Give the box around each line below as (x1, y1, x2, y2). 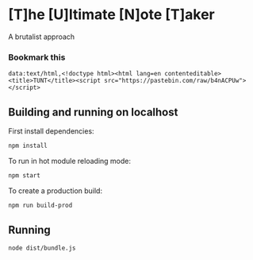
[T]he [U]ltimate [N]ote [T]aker (8, 6, 216, 24)
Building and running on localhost (8, 105, 178, 118)
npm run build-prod (8, 201, 73, 209)
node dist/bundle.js (8, 244, 77, 252)
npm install (8, 142, 48, 150)
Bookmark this (8, 52, 66, 63)
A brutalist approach (8, 32, 75, 41)
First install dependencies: (8, 126, 94, 136)
